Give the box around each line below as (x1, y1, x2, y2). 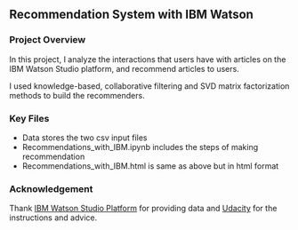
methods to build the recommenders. (9, 90, 145, 100)
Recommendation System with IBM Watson (9, 7, 254, 22)
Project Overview (9, 34, 86, 46)
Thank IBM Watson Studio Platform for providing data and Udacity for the (9, 203, 278, 214)
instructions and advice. (9, 212, 98, 223)
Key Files (9, 112, 50, 124)
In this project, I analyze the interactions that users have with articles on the (9, 53, 286, 65)
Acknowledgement (9, 182, 93, 194)
